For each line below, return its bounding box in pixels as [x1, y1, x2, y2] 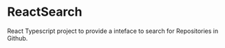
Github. [7, 34, 28, 42]
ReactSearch [7, 4, 83, 20]
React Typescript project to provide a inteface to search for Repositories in [7, 27, 219, 35]
